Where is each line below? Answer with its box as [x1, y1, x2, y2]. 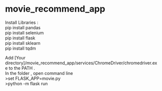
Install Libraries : [5, 19, 38, 25]
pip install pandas [5, 24, 41, 30]
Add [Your [5, 55, 26, 60]
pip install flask [5, 35, 36, 41]
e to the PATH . [5, 65, 35, 71]
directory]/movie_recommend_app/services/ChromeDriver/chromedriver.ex [5, 60, 158, 66]
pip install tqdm [5, 45, 36, 51]
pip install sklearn [5, 40, 41, 46]
